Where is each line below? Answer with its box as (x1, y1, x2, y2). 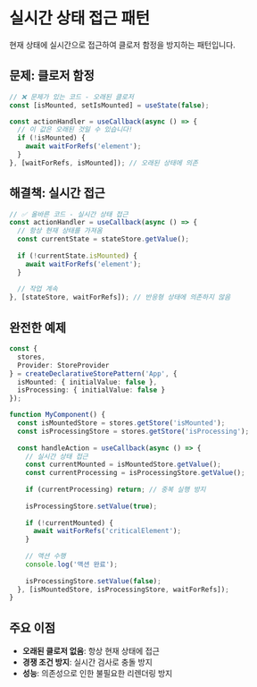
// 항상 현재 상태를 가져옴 (17, 226, 103, 235)
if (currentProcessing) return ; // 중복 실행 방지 (25, 485, 207, 494)
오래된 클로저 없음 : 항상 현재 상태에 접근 (21, 646, 161, 657)
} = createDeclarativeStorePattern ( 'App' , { (9, 369, 178, 378)
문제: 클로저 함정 (9, 68, 95, 83)
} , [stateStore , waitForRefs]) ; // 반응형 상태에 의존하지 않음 (9, 293, 231, 302)
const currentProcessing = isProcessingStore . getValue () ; (25, 469, 245, 478)
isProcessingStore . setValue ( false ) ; (25, 576, 162, 586)
